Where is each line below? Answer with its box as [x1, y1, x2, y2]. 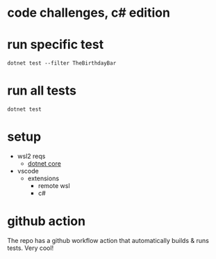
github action [7, 214, 85, 229]
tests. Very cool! [7, 244, 54, 252]
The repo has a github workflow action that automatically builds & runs [7, 236, 210, 244]
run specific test [7, 37, 104, 53]
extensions [27, 174, 60, 182]
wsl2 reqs [17, 152, 46, 160]
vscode [17, 167, 40, 175]
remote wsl [38, 182, 71, 189]
